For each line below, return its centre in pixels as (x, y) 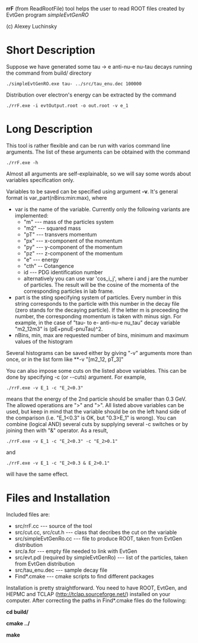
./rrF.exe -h (22, 162)
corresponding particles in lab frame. (69, 291)
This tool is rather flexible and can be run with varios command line (88, 145)
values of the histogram (44, 341)
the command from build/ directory (49, 73)
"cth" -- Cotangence (49, 265)
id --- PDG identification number (63, 272)
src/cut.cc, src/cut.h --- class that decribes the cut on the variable (96, 532)
